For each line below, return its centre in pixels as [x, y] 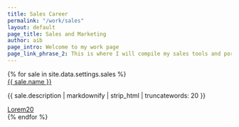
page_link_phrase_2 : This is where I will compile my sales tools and [114, 54]
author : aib [25, 41]
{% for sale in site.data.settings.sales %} [67, 74]
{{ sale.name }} [30, 81]
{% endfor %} [28, 117]
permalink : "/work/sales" [46, 21]
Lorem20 [21, 109]
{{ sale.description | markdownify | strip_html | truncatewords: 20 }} [107, 95]
